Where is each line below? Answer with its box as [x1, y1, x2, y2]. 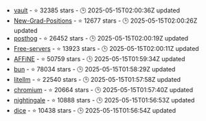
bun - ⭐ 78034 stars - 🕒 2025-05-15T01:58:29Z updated [13, 65, 176, 73]
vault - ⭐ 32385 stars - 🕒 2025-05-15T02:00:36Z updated [13, 6, 181, 14]
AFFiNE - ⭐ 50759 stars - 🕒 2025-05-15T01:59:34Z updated [13, 55, 185, 63]
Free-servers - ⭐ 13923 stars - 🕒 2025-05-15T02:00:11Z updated [13, 45, 199, 52]
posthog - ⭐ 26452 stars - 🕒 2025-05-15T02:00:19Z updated [13, 34, 189, 42]
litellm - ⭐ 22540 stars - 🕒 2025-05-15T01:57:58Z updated [13, 76, 181, 83]
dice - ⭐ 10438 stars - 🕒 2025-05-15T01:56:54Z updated [13, 107, 176, 114]
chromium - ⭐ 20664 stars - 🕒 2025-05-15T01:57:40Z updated [13, 86, 194, 93]
